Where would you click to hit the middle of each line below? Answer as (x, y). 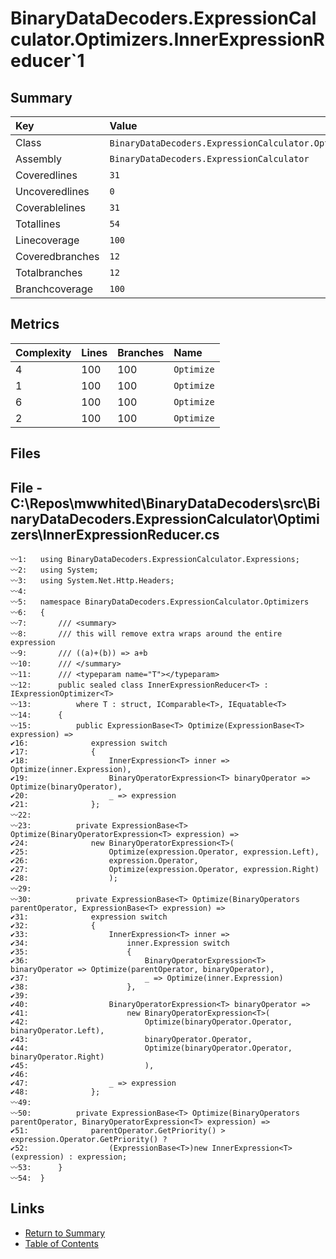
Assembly (39, 159)
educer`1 (47, 61)
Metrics (35, 324)
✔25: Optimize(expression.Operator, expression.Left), (165, 852)
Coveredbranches (57, 256)
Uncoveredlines (52, 191)
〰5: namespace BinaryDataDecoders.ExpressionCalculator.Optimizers (160, 602)
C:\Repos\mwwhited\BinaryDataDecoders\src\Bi (165, 503)
